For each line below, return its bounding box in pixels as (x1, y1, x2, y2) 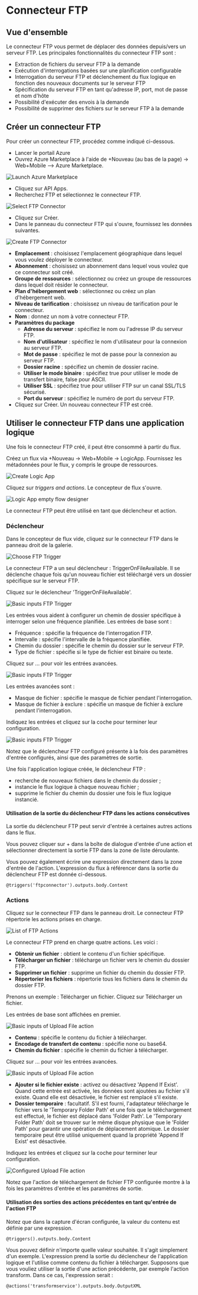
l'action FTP (6, 1205, 37, 1212)
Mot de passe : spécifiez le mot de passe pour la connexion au (23, 351, 177, 358)
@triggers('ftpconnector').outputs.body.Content (6, 882, 128, 889)
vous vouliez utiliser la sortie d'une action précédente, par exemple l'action (6, 1265, 189, 1272)
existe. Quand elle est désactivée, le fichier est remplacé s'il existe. (14, 1094, 178, 1101)
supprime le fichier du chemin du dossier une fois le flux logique (14, 790, 171, 797)
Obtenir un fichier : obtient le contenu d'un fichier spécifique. (14, 950, 165, 957)
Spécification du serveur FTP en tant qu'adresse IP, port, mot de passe (14, 86, 188, 93)
